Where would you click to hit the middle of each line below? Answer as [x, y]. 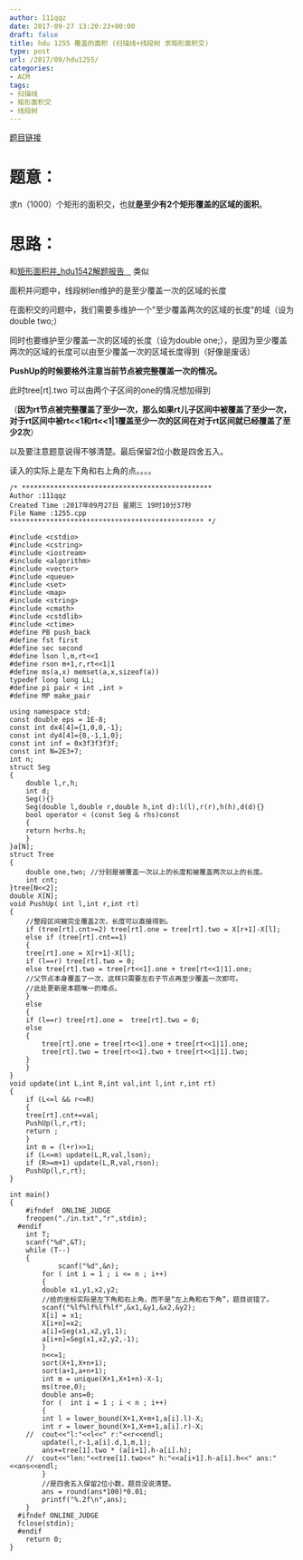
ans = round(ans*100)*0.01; [95, 1492]
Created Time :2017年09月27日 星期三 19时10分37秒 [100, 506]
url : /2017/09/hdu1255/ [54, 60]
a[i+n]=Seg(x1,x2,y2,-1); [91, 1340]
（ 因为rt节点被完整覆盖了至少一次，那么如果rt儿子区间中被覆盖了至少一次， [151, 410]
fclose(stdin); [46, 1524]
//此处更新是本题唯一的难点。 [74, 989]
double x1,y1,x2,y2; [80, 1290]
